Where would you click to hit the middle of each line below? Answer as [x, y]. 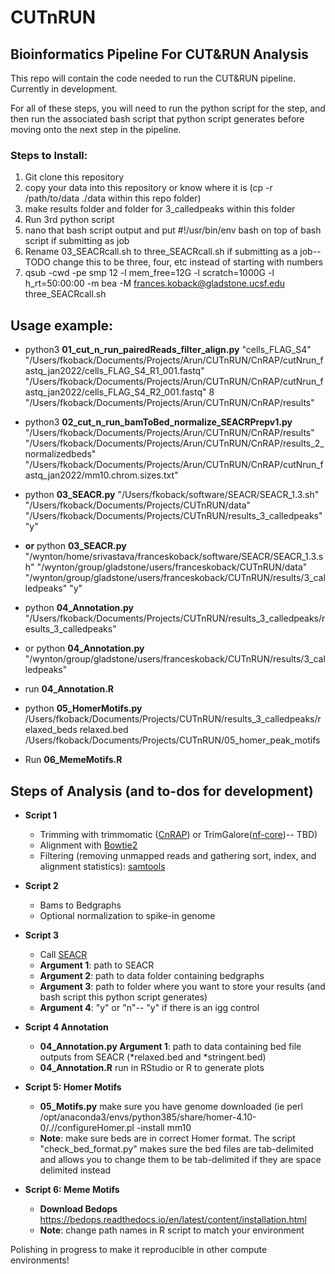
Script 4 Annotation [66, 1027]
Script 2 [41, 885]
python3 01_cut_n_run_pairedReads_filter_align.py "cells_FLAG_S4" [168, 350]
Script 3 [42, 935]
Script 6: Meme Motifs [72, 1189]
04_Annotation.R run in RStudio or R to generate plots [152, 1067]
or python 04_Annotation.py [84, 648]
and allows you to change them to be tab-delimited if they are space [180, 1159]
